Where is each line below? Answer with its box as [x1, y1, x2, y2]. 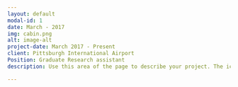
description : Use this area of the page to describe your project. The [7, 63, 223, 70]
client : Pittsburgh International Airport [7, 50, 135, 57]
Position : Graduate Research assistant [7, 57, 125, 64]
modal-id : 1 [7, 17, 42, 24]
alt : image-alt [7, 37, 52, 44]
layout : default [7, 10, 55, 18]
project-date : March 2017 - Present [7, 43, 115, 50]
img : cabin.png [7, 30, 52, 37]
